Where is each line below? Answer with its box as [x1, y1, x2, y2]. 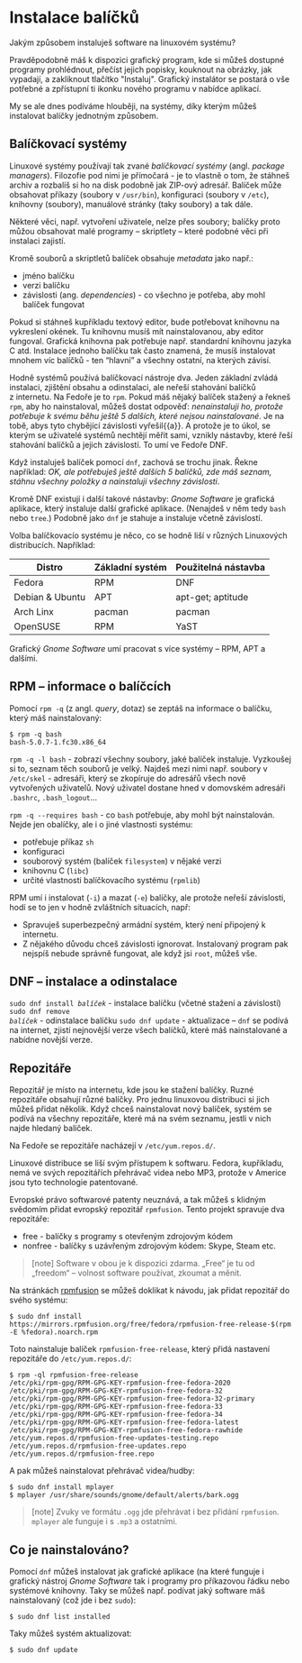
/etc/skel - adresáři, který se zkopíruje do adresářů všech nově [9, 772, 247, 783]
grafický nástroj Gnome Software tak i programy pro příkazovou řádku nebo [9, 1576, 290, 1586]
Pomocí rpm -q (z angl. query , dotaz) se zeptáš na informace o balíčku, [9, 702, 272, 714]
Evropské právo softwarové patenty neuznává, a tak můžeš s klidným [9, 1194, 267, 1205]
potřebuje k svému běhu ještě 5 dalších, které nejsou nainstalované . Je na [9, 410, 285, 421]
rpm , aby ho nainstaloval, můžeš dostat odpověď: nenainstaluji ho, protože [9, 400, 284, 412]
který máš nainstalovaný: [9, 712, 102, 723]
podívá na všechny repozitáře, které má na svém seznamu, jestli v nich [9, 1113, 271, 1124]
